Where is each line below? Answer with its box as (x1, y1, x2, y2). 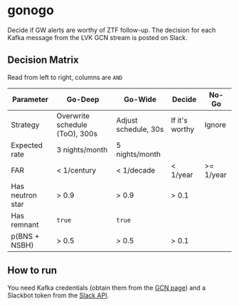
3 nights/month (56, 145, 108, 155)
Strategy (11, 120, 40, 130)
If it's (170, 115, 188, 125)
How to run (7, 265, 58, 277)
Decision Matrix (7, 54, 80, 66)
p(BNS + (11, 231, 40, 241)
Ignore (204, 120, 226, 130)
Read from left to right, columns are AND (7, 73, 123, 81)
